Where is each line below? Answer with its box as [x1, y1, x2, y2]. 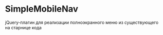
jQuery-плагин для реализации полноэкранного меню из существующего [5, 19, 159, 25]
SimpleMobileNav [5, 3, 79, 15]
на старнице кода [5, 24, 42, 30]
